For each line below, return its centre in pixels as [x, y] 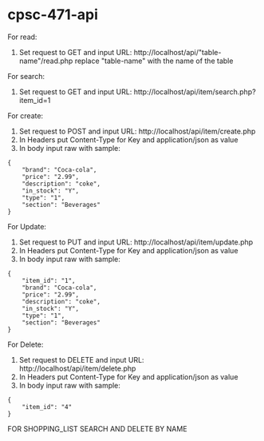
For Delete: [26, 344]
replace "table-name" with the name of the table [154, 61]
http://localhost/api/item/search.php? [195, 91]
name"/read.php [46, 61]
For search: [26, 76]
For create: [26, 115]
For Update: [27, 226]
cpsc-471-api [53, 15]
